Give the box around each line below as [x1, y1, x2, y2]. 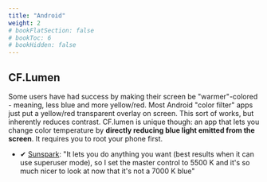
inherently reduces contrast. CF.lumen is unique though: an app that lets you [8, 117, 260, 126]
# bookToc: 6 [8, 33, 52, 42]
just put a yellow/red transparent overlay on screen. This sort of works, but [8, 108, 254, 118]
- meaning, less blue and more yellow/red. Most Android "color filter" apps [8, 100, 253, 110]
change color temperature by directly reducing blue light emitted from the [8, 125, 255, 135]
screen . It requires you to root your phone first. [8, 134, 163, 143]
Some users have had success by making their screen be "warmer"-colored [8, 91, 258, 101]
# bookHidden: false [8, 41, 77, 49]
